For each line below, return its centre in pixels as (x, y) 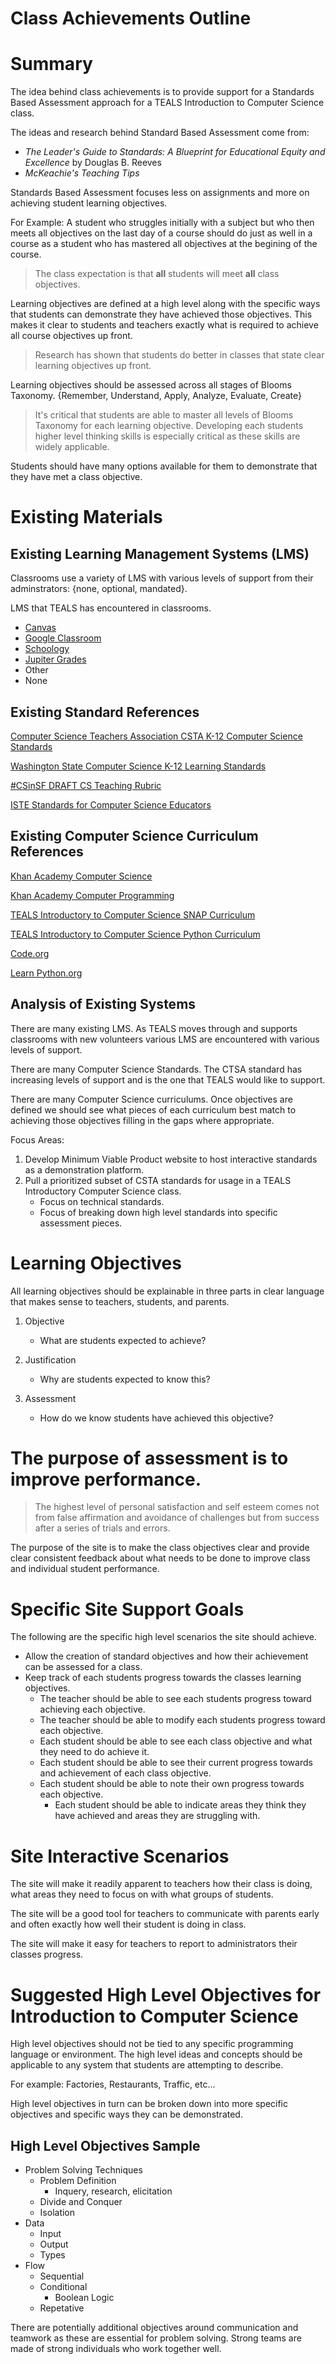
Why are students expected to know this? (125, 1379)
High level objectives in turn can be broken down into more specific (149, 2104)
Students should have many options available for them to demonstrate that (164, 466)
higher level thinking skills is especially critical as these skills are (167, 436)
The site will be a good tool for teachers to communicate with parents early (165, 1914)
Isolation (57, 2213)
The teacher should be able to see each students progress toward (175, 1699)
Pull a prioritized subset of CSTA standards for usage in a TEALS (158, 1180)
